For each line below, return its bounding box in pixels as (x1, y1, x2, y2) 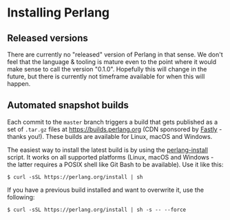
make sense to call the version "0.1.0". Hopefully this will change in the (7, 65, 207, 73)
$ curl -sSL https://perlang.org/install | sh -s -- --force (7, 206, 187, 213)
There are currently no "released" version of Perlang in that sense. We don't (7, 50, 224, 58)
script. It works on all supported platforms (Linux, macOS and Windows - (7, 153, 214, 161)
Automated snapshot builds (7, 100, 129, 111)
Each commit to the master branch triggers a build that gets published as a (7, 118, 218, 126)
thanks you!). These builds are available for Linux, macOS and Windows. (7, 132, 213, 140)
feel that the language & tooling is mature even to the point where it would (7, 58, 217, 66)
